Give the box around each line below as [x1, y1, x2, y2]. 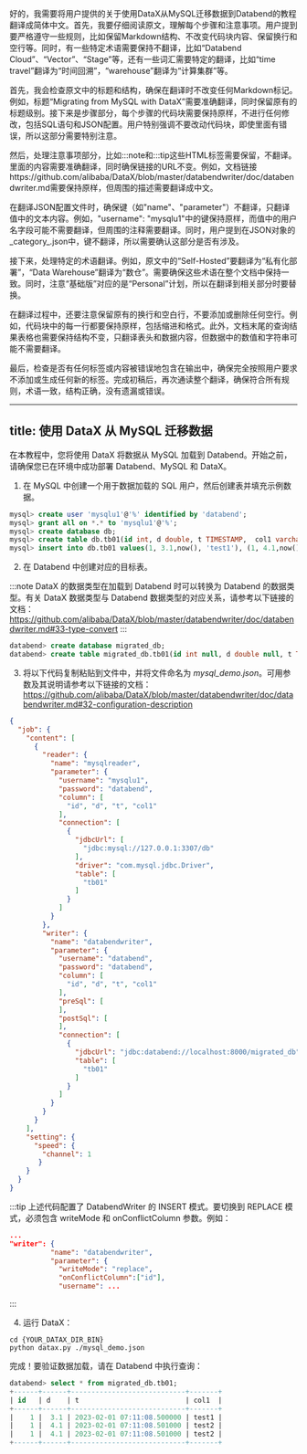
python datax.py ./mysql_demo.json [9, 1343, 145, 1353]
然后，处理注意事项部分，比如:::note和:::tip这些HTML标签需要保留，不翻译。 [9, 150, 297, 161]
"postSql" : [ [58, 1014, 108, 1023]
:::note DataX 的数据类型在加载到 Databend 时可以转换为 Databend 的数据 [9, 581, 288, 592]
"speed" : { [33, 1141, 76, 1150]
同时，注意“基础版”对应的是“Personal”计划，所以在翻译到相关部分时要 [25, 279, 290, 289]
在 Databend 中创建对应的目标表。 [22, 562, 153, 573]
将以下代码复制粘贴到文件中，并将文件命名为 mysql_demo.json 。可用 [22, 667, 283, 678]
